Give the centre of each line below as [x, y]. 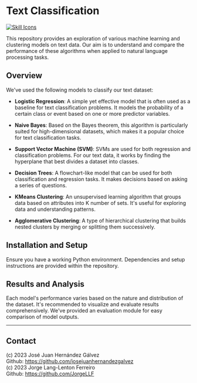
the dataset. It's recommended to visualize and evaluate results [83, 304]
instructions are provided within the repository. [62, 266]
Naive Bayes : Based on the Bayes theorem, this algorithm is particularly [101, 125]
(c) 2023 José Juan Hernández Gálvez [53, 355]
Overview [24, 75]
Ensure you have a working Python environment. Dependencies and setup [96, 259]
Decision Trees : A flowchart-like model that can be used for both [93, 173]
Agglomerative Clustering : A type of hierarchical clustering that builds [100, 220]
